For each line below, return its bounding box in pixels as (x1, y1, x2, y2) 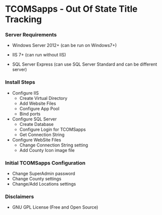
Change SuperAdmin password (12, 170, 75, 177)
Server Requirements (5, 31, 57, 38)
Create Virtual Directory (19, 95, 68, 101)
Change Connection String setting (19, 142, 88, 148)
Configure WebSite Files (12, 137, 61, 143)
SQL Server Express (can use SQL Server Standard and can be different (12, 61, 158, 67)
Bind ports (19, 111, 41, 117)
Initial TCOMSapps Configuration (5, 159, 86, 166)
